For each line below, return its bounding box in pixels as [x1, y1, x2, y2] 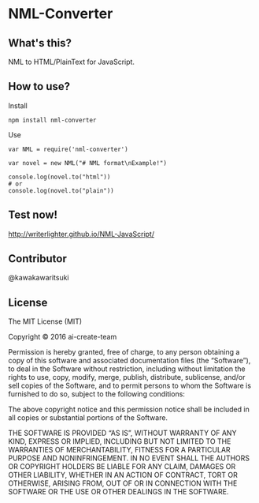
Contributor [8, 252, 67, 265]
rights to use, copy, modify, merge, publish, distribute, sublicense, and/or [8, 373, 246, 382]
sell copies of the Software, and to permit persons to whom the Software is [8, 381, 252, 391]
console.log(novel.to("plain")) [8, 186, 114, 194]
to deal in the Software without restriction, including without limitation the [8, 364, 246, 373]
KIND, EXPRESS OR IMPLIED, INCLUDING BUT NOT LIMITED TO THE [8, 437, 231, 446]
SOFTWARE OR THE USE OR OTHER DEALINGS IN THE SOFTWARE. [8, 487, 229, 497]
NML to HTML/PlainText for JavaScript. [8, 57, 135, 66]
